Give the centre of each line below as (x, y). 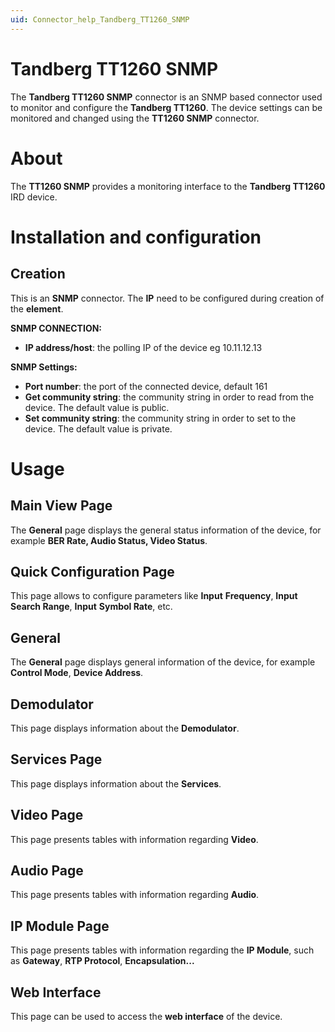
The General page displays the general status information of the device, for (166, 530)
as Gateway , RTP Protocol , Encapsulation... (102, 961)
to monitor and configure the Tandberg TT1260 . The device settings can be (166, 107)
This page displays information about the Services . (116, 783)
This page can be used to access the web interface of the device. (146, 1016)
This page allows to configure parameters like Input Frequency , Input (154, 596)
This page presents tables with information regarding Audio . (135, 895)
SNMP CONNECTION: (56, 328)
